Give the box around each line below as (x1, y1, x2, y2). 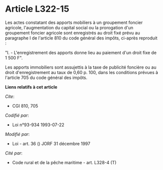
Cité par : (5, 150, 23, 156)
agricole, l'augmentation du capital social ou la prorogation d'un (5, 24, 133, 30)
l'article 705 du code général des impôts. (5, 75, 88, 80)
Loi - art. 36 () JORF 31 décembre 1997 (12, 140, 90, 147)
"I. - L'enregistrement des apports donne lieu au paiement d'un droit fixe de (5, 50, 157, 56)
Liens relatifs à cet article (5, 84, 58, 90)
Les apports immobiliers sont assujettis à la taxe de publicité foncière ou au (5, 64, 157, 70)
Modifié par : (5, 131, 30, 137)
